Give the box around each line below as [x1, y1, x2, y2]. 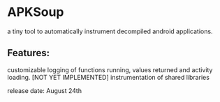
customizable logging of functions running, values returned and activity [7, 65, 213, 74]
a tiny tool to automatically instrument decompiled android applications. [7, 27, 213, 35]
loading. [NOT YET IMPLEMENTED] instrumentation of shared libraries [7, 73, 210, 81]
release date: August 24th [7, 86, 82, 94]
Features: [7, 47, 50, 59]
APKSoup [7, 4, 64, 20]
